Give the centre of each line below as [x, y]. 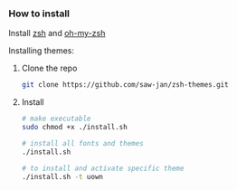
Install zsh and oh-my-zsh [57, 33]
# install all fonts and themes [82, 143]
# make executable [56, 119]
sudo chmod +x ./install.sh [74, 128]
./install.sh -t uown [62, 176]
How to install [39, 14]
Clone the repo [49, 68]
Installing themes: [41, 51]
